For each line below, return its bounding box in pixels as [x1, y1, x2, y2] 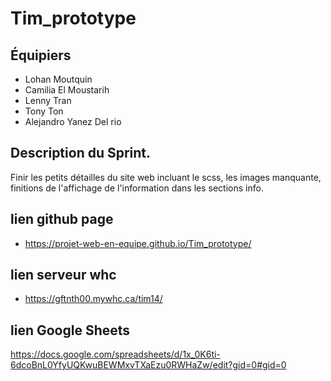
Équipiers [10, 47, 72, 64]
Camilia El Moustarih [24, 84, 110, 96]
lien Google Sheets [10, 322, 131, 339]
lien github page [10, 211, 114, 228]
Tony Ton [24, 105, 64, 117]
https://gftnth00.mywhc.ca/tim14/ [24, 293, 163, 305]
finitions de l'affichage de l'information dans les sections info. [10, 182, 264, 194]
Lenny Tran [24, 95, 72, 106]
